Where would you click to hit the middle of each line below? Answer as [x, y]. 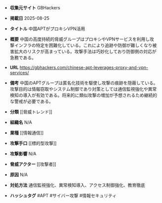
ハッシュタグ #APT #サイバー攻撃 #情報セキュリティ [63, 196]
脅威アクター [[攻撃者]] [33, 164]
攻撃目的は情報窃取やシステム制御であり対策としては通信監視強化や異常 [83, 89]
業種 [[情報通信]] [27, 133]
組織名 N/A [21, 122]
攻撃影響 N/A [23, 154]
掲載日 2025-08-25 [29, 18]
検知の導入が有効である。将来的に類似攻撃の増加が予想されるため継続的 [83, 95]
